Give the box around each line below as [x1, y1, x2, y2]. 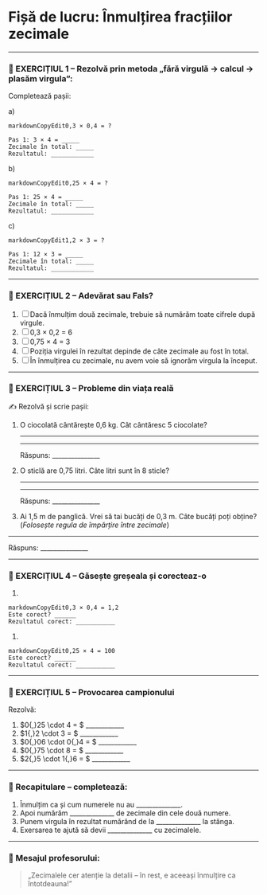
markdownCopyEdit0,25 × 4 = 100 [8, 647, 115, 655]
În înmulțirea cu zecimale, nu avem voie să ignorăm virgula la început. [29, 355, 258, 365]
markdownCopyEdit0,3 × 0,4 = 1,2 [8, 604, 119, 612]
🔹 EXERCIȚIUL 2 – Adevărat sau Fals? [8, 291, 153, 302]
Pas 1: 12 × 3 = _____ [8, 251, 83, 259]
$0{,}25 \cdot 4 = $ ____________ [19, 721, 125, 730]
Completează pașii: [8, 92, 72, 101]
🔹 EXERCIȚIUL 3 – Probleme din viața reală [8, 383, 174, 394]
